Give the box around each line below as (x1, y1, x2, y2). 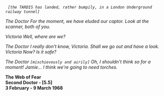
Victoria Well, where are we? (5, 34, 66, 39)
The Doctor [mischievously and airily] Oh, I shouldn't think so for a (5, 59, 151, 65)
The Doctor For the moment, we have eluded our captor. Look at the (5, 18, 149, 24)
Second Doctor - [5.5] (5, 80, 53, 85)
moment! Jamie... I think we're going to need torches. (5, 64, 118, 70)
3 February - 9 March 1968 (5, 85, 63, 91)
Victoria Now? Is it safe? (5, 49, 57, 55)
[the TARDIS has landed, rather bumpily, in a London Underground (7, 5, 152, 10)
